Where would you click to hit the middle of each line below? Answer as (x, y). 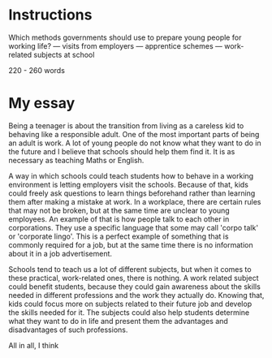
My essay (42, 104)
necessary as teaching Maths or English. (76, 160)
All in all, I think (34, 345)
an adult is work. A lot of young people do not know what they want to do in (135, 143)
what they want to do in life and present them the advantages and (119, 321)
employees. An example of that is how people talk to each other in (119, 219)
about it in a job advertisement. (60, 253)
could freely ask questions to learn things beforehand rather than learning (132, 193)
